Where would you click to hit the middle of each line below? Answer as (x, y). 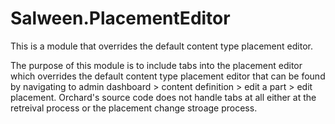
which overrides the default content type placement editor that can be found (168, 76)
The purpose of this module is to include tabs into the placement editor (156, 65)
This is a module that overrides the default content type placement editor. (161, 46)
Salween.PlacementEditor (120, 18)
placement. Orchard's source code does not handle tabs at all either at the (163, 97)
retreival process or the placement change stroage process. (134, 108)
